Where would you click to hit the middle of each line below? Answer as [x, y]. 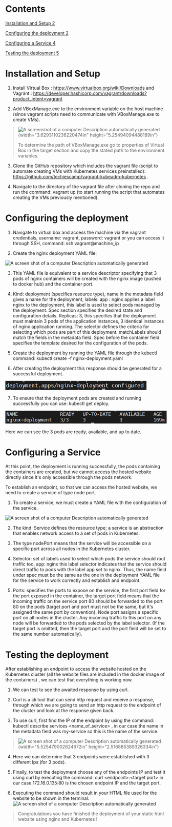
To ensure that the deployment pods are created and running [77, 398]
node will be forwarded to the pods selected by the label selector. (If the [89, 623]
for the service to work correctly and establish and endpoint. [77, 580]
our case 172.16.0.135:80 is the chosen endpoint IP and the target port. [87, 783]
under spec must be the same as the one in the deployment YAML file [86, 575]
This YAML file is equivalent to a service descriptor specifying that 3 [85, 273]
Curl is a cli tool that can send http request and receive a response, [83, 700]
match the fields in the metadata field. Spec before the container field [86, 337]
